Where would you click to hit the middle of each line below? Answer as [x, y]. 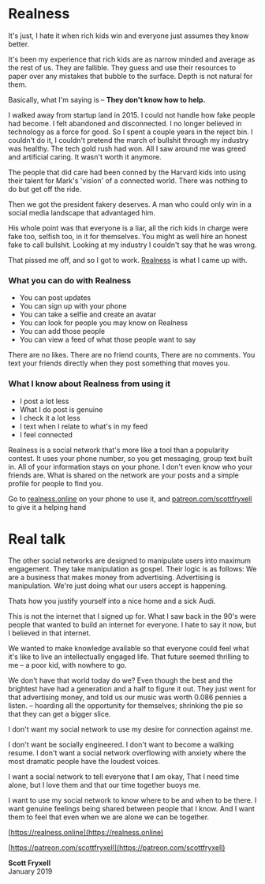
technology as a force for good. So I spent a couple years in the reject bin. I [131, 132]
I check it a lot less [50, 418]
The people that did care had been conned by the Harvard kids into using [127, 172]
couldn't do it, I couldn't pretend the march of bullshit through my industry [129, 140]
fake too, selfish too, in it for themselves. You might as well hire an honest [128, 236]
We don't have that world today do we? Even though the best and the [121, 680]
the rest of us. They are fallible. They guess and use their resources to [122, 67]
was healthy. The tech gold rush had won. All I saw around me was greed [127, 148]
